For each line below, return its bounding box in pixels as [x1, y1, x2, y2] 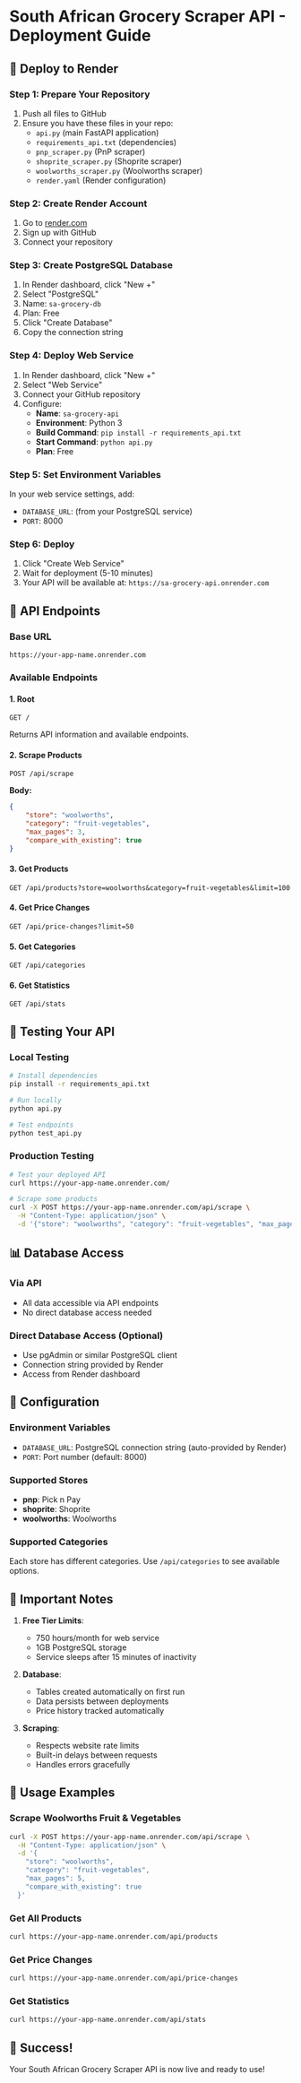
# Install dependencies [9, 1071, 99, 1081]
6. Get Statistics [9, 980, 70, 990]
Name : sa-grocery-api [35, 408, 119, 419]
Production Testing [9, 1150, 95, 1163]
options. [9, 1566, 40, 1577]
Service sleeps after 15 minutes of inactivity [35, 1652, 197, 1662]
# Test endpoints [9, 1120, 74, 1129]
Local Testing [9, 1050, 70, 1063]
